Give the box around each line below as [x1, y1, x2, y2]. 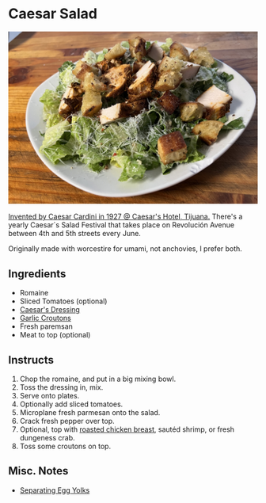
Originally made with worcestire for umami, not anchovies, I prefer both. [8, 244, 243, 253]
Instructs [8, 353, 54, 367]
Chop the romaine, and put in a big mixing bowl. [19, 374, 177, 384]
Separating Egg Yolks [19, 485, 90, 495]
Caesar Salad [8, 5, 97, 23]
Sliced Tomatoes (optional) [19, 296, 108, 306]
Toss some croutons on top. [19, 441, 112, 452]
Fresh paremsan [19, 322, 74, 331]
